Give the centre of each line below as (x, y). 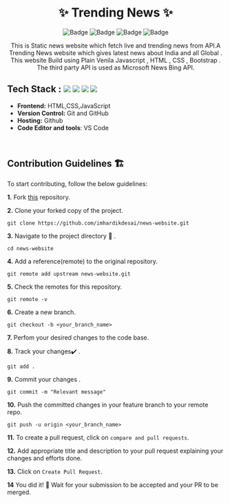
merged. (19, 492)
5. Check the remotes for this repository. (65, 287)
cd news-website (30, 248)
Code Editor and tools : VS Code (63, 127)
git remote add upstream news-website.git (69, 274)
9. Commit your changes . (44, 379)
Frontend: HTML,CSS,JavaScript (64, 105)
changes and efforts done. (45, 458)
